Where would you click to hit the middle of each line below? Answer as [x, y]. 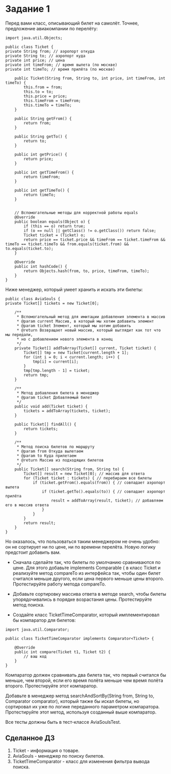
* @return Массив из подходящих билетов [60, 460]
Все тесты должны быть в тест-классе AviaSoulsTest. [63, 722]
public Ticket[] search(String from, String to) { [69, 469]
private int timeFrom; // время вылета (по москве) [61, 65]
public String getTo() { [41, 136]
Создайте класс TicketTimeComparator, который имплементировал [86, 615]
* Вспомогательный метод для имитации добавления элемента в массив [91, 317]
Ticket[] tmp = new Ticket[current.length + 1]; [76, 352]
